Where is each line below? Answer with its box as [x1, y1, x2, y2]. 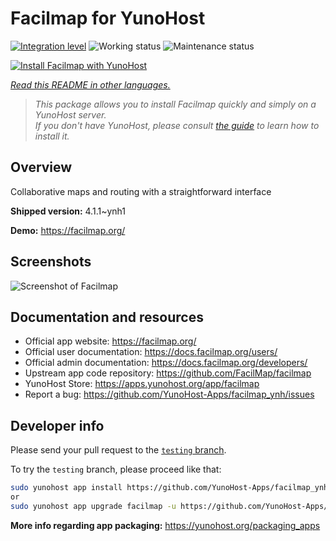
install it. [34, 130, 70, 142]
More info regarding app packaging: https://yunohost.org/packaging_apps [10, 519, 321, 531]
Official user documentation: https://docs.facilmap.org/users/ [24, 346, 278, 358]
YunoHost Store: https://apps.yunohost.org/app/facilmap [24, 378, 260, 390]
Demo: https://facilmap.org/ [10, 224, 126, 236]
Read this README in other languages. [10, 78, 171, 91]
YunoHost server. [34, 108, 107, 121]
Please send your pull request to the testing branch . [10, 444, 227, 456]
